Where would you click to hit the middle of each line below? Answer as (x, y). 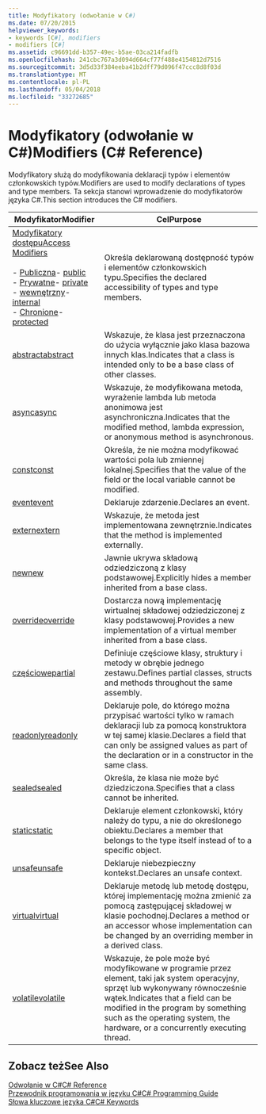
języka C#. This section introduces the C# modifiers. (93, 200)
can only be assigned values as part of (176, 745)
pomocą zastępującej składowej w (168, 906)
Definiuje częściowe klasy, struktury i (173, 653)
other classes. (130, 375)
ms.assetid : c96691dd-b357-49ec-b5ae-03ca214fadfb (93, 52)
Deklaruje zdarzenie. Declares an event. (177, 503)
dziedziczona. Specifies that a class (169, 788)
